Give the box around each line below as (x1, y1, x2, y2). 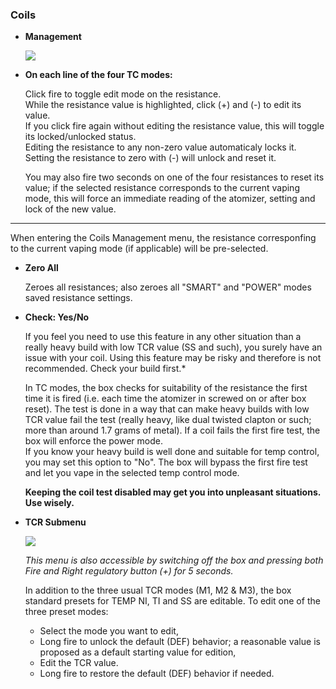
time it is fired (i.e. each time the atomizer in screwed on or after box (24, 393, 307, 405)
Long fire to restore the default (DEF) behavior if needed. (39, 668, 275, 680)
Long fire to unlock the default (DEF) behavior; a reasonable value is (39, 636, 321, 648)
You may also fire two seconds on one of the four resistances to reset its (24, 171, 325, 183)
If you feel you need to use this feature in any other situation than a (24, 331, 302, 343)
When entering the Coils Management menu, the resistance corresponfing (10, 232, 317, 244)
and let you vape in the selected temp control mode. (24, 467, 240, 479)
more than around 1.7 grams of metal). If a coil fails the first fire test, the (24, 424, 321, 437)
